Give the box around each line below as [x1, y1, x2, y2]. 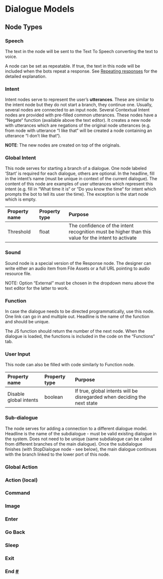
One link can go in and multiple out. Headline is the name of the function [5, 314, 149, 319]
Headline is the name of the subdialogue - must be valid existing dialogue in [5, 430, 157, 436]
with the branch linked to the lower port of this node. [5, 451, 110, 457]
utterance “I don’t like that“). [5, 133, 62, 139]
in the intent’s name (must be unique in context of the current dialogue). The [5, 176, 158, 182]
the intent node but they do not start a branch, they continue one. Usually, [5, 102, 153, 108]
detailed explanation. [5, 73, 47, 79]
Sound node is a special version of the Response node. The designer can [5, 260, 151, 266]
